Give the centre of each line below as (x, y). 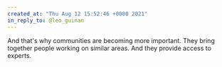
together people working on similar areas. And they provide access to (110, 48)
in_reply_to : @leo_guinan (46, 20)
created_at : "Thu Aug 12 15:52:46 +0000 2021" (78, 14)
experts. (20, 55)
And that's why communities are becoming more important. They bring (111, 40)
